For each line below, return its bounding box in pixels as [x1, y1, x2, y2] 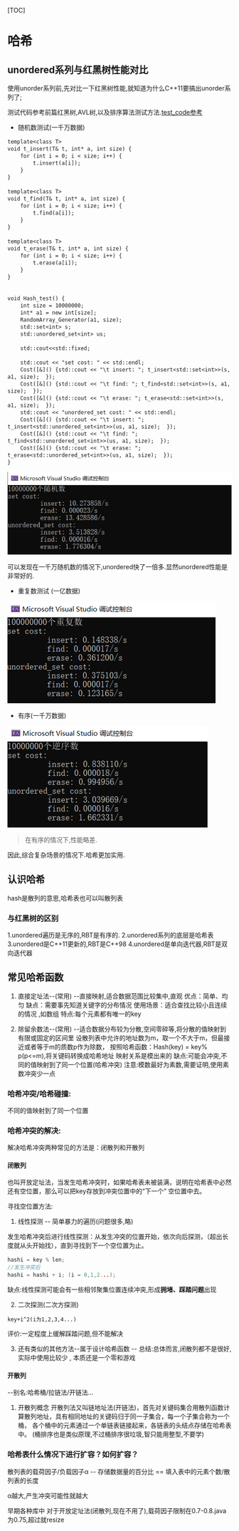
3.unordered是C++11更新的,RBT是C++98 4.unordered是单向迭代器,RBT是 [7, 940, 222, 948]
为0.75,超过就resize [7, 1515, 65, 1524]
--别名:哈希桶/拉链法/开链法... [7, 1389, 94, 1397]
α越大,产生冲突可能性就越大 [7, 1491, 89, 1500]
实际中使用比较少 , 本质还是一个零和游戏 [17, 1354, 136, 1362]
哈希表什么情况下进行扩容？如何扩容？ [7, 1450, 139, 1460]
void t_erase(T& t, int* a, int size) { [7, 245, 129, 252]
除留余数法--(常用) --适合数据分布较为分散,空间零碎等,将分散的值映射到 [17, 1024, 226, 1033]
